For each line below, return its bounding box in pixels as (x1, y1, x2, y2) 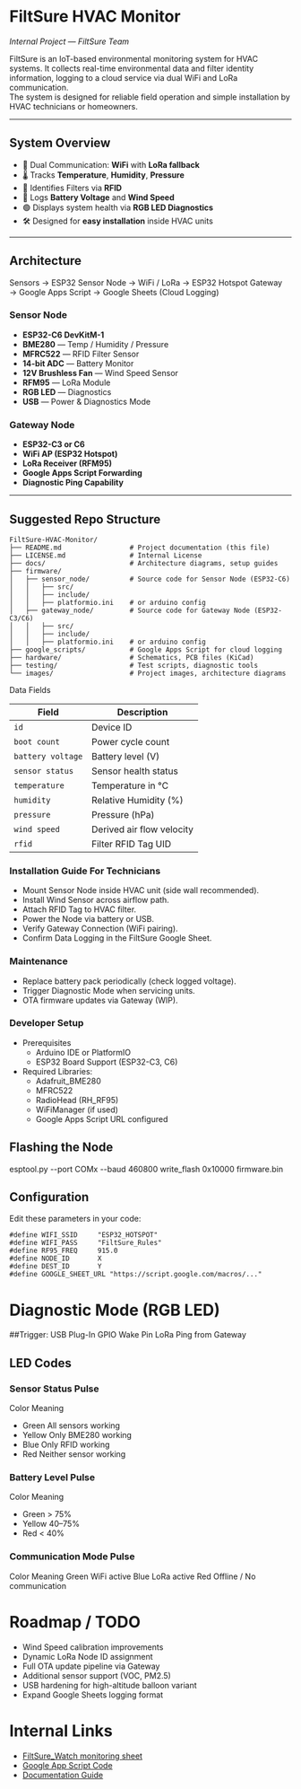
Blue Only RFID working (21, 1439, 110, 1451)
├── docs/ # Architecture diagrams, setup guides (9, 558, 279, 567)
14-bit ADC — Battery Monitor (21, 357, 134, 369)
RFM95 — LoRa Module (21, 377, 111, 388)
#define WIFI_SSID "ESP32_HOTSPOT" (9, 1231, 159, 1240)
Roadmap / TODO (9, 1611, 142, 1632)
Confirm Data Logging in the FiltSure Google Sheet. (21, 933, 212, 943)
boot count (13, 736, 60, 747)
